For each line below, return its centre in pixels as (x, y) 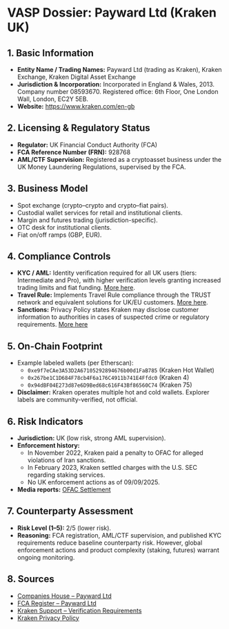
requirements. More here (52, 325)
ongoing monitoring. (46, 557)
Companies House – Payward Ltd (64, 596)
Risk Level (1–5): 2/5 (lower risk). (64, 528)
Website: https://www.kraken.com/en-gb (76, 106)
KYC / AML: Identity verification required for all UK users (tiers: (107, 273)
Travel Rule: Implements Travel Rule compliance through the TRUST (114, 295)
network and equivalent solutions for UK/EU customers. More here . (112, 302)
